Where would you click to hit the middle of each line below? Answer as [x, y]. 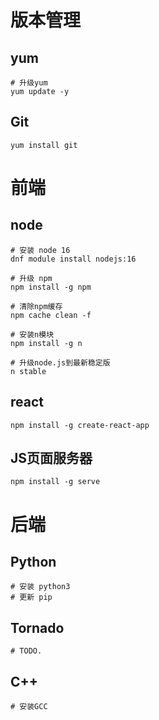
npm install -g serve [55, 482]
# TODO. [26, 651]
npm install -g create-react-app [80, 425]
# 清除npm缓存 [36, 306]
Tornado [37, 627]
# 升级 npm [31, 278]
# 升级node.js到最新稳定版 [60, 362]
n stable [28, 371]
